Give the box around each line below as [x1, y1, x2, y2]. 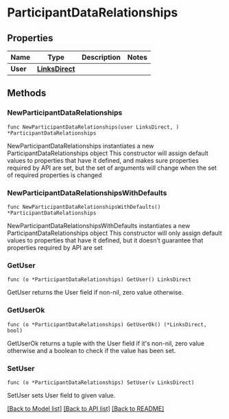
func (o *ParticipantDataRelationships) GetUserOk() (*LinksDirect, [7, 321, 207, 328]
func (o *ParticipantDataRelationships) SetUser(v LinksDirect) [7, 379, 195, 386]
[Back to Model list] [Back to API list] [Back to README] [7, 404, 165, 413]
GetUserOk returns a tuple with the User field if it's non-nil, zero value [7, 339, 204, 348]
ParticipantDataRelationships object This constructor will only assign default [7, 229, 222, 237]
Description [82, 53, 121, 62]
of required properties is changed [7, 170, 102, 179]
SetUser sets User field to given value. [7, 391, 116, 399]
